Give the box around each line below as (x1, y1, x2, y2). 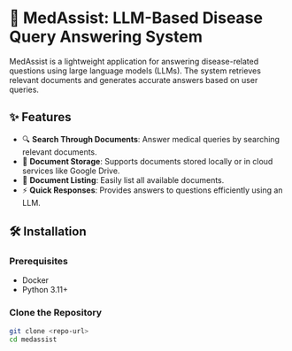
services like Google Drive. (21, 165, 120, 176)
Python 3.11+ (21, 285, 69, 295)
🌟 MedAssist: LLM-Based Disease (9, 8, 264, 28)
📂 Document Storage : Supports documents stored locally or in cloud (21, 156, 273, 166)
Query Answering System (9, 27, 204, 47)
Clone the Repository (9, 307, 103, 319)
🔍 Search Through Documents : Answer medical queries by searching (21, 134, 280, 144)
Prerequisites (9, 256, 68, 268)
